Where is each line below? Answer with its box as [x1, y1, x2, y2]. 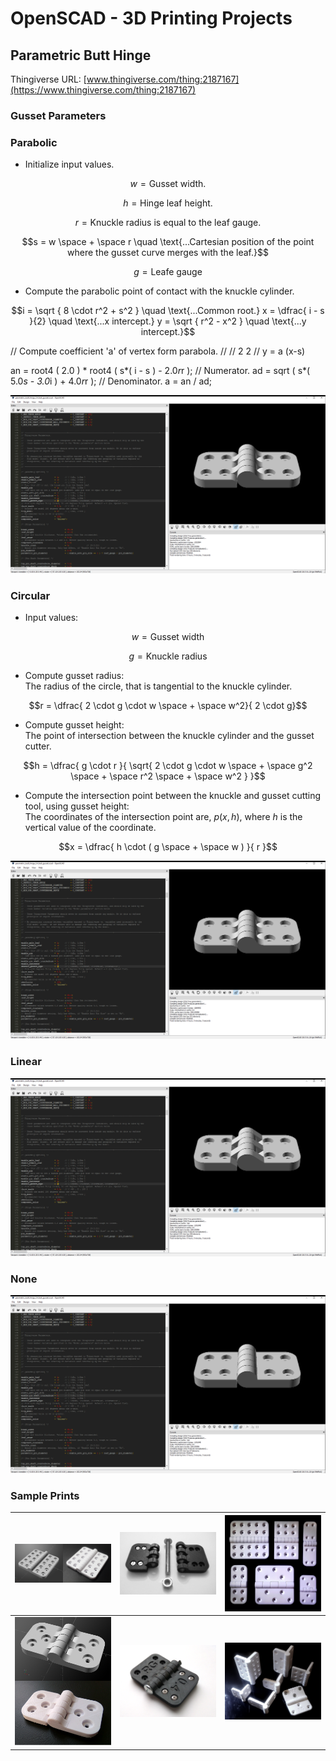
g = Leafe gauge [133, 266, 203, 278]
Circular [10, 589, 51, 603]
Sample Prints [10, 1488, 80, 1502]
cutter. [24, 740, 52, 752]
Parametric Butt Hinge [10, 47, 152, 64]
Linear [10, 1055, 42, 1069]
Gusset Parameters [10, 108, 107, 122]
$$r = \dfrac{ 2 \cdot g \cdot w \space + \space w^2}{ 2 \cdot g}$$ [28, 700, 308, 712]
